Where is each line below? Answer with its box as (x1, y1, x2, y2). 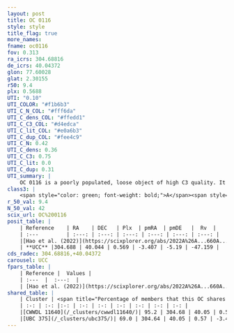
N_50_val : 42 (7, 205, 45, 212)
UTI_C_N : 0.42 (7, 140, 49, 147)
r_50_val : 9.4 (7, 198, 49, 206)
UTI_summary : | (7, 172, 52, 179)
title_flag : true (7, 29, 58, 37)
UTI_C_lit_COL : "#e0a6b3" (7, 127, 82, 134)
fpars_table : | (7, 263, 52, 270)
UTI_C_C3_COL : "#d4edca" (7, 120, 79, 128)
